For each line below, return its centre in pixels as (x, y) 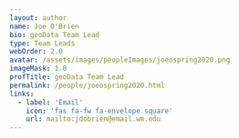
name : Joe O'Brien (44, 26)
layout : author (38, 18)
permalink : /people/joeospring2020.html (88, 85)
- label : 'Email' (51, 102)
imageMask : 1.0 (38, 69)
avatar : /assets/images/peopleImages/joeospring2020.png (120, 60)
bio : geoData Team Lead (55, 34)
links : (22, 94)
